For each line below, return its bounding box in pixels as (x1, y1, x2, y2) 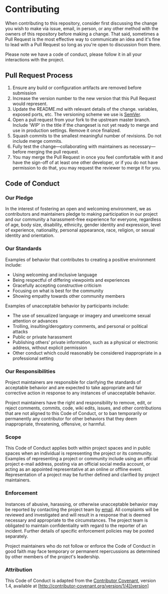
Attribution (5, 566, 33, 573)
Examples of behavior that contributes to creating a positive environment (5, 257, 156, 263)
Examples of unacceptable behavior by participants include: (5, 303, 129, 309)
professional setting (12, 355, 54, 361)
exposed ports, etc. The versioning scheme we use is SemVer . (12, 111, 141, 117)
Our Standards (5, 245, 42, 252)
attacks (12, 328, 28, 334)
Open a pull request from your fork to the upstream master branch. (12, 117, 151, 123)
